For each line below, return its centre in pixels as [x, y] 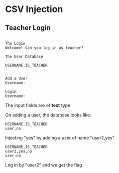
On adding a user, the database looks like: [48, 115]
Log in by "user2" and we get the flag [44, 165]
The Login [15, 43]
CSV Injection [34, 9]
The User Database [24, 56]
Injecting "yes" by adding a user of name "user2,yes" [60, 138]
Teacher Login [28, 28]
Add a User [16, 78]
